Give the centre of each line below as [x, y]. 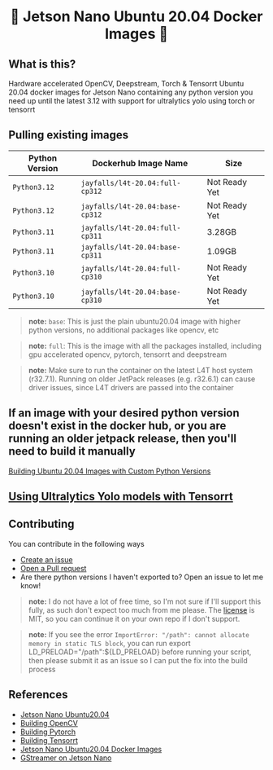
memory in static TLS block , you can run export [109, 643]
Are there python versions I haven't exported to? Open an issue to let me [142, 577]
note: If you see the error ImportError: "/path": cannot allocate [139, 634]
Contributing [41, 524]
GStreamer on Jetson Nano [66, 758]
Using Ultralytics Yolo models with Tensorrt [121, 497]
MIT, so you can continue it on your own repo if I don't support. [134, 618]
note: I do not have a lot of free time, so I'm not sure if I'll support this [145, 601]
